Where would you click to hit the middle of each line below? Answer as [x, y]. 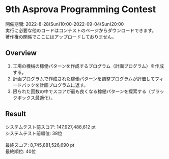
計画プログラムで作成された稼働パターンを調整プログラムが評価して [84, 78]
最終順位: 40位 [21, 151]
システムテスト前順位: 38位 [34, 133]
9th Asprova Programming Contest [81, 9]
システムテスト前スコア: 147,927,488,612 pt [50, 127]
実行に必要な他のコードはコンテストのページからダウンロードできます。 [81, 30]
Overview [21, 53]
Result [16, 114]
